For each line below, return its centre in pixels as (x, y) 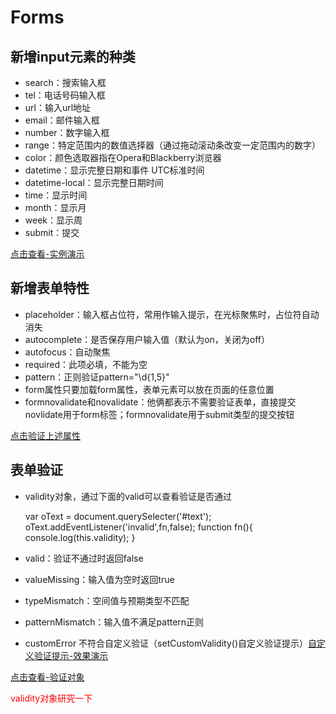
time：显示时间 (56, 195)
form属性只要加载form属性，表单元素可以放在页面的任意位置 (149, 389)
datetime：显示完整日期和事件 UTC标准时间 (114, 170)
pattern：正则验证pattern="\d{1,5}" (97, 377)
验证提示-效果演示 (71, 655)
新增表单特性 (50, 288)
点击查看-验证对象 (47, 677)
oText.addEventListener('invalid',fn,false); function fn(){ (138, 527)
